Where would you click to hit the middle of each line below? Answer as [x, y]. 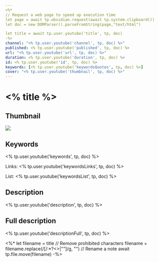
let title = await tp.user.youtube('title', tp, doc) [64, 34]
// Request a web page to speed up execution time [61, 15]
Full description [31, 221]
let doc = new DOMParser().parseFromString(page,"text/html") [73, 24]
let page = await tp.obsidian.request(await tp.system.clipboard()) [80, 19]
